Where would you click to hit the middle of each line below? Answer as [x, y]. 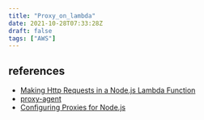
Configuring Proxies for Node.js [73, 108]
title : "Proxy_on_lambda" [52, 16]
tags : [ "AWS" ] [32, 38]
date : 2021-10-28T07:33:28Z [56, 23]
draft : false [30, 31]
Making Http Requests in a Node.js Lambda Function [108, 90]
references [37, 70]
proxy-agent [41, 99]
